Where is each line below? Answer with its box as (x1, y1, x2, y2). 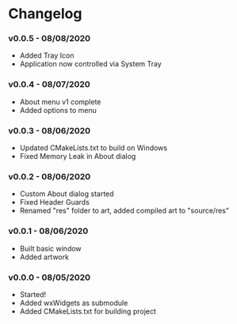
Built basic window (19, 243, 82, 253)
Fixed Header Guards (19, 198, 90, 207)
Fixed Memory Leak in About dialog (19, 152, 136, 161)
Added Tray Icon (19, 51, 75, 60)
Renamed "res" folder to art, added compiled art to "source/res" (19, 206, 230, 216)
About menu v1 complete (19, 96, 101, 107)
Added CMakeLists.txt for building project (19, 306, 157, 316)
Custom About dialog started (19, 189, 114, 198)
